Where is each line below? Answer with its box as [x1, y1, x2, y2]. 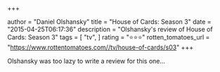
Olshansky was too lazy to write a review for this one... [7, 57, 166, 65]
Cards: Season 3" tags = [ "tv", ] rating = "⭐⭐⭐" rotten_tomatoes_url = [7, 33, 210, 41]
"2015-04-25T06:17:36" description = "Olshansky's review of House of [7, 25, 213, 33]
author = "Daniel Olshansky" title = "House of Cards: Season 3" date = [7, 18, 212, 25]
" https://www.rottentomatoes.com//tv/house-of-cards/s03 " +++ [7, 43, 194, 52]
